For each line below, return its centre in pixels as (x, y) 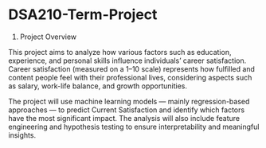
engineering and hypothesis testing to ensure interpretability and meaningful (134, 127)
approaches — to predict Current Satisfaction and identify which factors (127, 110)
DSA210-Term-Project (83, 15)
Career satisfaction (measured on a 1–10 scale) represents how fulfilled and (131, 68)
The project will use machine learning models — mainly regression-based (129, 101)
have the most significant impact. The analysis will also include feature (124, 118)
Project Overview (48, 37)
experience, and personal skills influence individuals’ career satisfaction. (127, 60)
